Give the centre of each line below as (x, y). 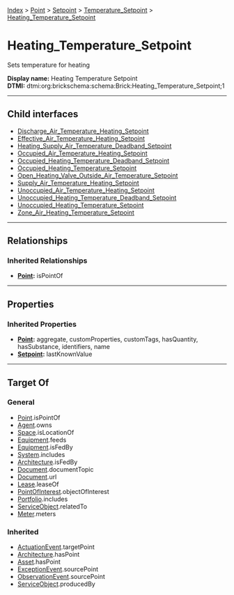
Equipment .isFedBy (45, 447)
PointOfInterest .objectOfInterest (63, 491)
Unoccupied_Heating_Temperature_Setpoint (80, 205)
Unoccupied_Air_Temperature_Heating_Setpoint (86, 190)
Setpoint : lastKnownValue (55, 354)
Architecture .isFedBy (47, 462)
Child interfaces (43, 114)
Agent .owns (34, 425)
